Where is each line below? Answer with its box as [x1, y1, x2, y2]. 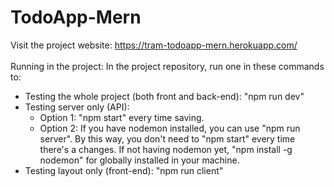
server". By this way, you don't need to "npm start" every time [39, 132, 296, 145]
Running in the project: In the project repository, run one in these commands [10, 60, 325, 72]
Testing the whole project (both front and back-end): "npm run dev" [24, 90, 305, 102]
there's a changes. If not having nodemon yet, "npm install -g [39, 143, 293, 155]
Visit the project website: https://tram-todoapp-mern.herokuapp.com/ [10, 39, 298, 51]
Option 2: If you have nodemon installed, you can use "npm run [39, 122, 301, 134]
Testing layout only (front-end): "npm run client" [24, 164, 224, 176]
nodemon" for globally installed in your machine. [39, 154, 240, 166]
